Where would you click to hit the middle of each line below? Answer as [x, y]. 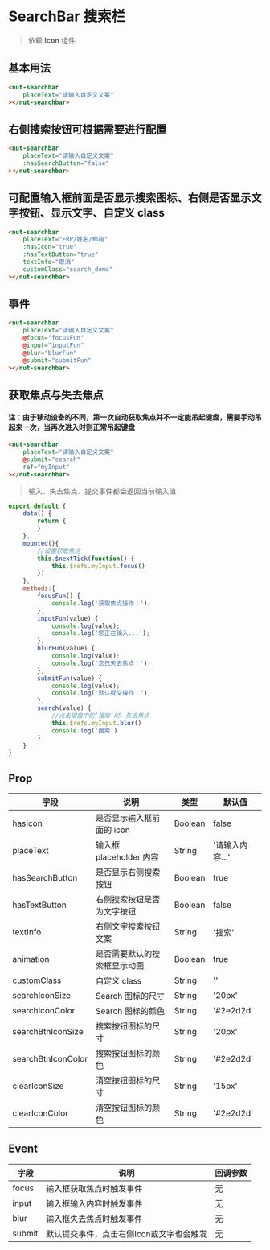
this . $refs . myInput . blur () [96, 723]
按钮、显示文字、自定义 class [92, 213]
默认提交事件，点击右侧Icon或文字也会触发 [126, 1234]
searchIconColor [44, 1011]
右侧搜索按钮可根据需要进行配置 [88, 129]
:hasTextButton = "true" [61, 254]
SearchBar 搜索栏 [67, 17]
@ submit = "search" [52, 460]
